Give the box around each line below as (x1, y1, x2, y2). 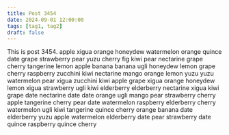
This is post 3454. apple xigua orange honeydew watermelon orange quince (7, 48, 222, 56)
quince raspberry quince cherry (7, 120, 97, 128)
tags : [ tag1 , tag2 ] (7, 22, 63, 29)
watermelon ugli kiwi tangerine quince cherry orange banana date (7, 106, 193, 114)
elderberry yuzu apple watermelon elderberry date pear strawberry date (7, 113, 212, 121)
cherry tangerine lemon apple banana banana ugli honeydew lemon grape (7, 62, 216, 70)
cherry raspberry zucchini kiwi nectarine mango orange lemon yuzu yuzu (7, 70, 214, 78)
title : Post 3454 (7, 10, 57, 17)
